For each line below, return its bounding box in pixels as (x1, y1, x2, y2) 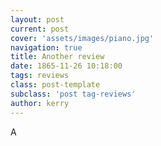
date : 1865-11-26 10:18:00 (10, 61, 123, 71)
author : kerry (10, 98, 70, 108)
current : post (10, 24, 70, 34)
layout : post (10, 14, 65, 25)
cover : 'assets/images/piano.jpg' (10, 33, 155, 43)
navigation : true (10, 42, 83, 53)
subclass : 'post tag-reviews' (10, 89, 137, 99)
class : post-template (10, 80, 101, 90)
